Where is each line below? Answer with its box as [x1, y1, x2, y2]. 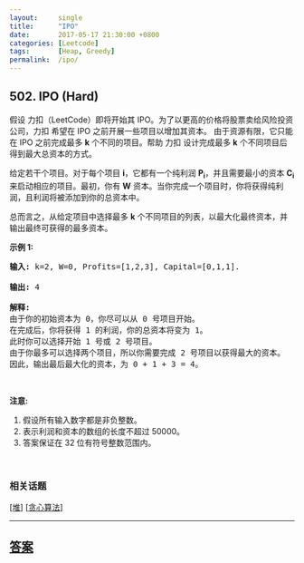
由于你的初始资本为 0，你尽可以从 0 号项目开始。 [9, 314, 201, 324]
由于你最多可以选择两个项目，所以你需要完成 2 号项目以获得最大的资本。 [9, 347, 286, 358]
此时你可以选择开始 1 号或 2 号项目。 [9, 336, 157, 346]
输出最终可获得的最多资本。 [9, 222, 113, 233]
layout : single [9, 13, 83, 23]
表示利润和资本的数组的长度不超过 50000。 [22, 425, 185, 436]
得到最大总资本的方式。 [9, 148, 97, 159]
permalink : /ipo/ [9, 55, 79, 64]
